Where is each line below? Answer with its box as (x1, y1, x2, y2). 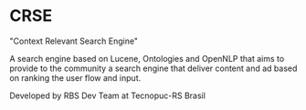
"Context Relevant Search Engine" (9, 35, 139, 46)
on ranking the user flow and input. (9, 72, 142, 83)
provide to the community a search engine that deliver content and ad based (9, 63, 298, 74)
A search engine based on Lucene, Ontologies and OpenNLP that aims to (9, 53, 285, 64)
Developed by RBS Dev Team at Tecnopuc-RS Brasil (9, 90, 206, 101)
